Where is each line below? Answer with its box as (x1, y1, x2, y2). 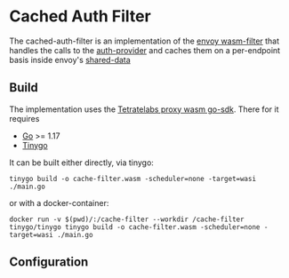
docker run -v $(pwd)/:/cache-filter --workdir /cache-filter (9, 215, 245, 224)
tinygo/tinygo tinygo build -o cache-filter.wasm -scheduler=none (9, 222, 261, 232)
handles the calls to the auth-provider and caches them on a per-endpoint (9, 44, 281, 55)
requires (9, 113, 40, 123)
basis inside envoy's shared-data (9, 54, 131, 65)
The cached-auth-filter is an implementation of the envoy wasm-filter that (9, 36, 280, 46)
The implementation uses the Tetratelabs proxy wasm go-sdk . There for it (9, 104, 279, 115)
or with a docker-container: (9, 197, 109, 208)
